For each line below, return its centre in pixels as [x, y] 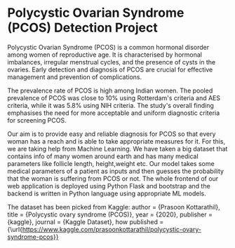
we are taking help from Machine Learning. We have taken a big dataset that [117, 149]
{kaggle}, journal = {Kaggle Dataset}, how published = [86, 221]
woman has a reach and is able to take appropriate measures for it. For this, [116, 141]
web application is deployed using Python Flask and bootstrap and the [109, 186]
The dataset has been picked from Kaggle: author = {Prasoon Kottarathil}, [114, 207]
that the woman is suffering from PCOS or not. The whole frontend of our [113, 178]
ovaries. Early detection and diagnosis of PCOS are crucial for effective [110, 69]
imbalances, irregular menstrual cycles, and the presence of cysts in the [112, 62]
